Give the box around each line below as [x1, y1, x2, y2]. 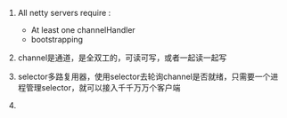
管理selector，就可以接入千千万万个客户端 [25, 83, 181, 92]
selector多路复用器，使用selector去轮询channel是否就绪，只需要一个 [17, 71, 271, 82]
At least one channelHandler [30, 25, 135, 35]
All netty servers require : [17, 8, 111, 18]
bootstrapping [30, 35, 83, 44]
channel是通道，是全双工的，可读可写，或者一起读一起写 [17, 52, 227, 63]
